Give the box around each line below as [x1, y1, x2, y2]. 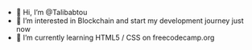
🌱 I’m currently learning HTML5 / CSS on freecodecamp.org [15, 33, 215, 42]
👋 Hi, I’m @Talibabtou [15, 8, 88, 17]
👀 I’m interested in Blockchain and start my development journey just [15, 16, 244, 25]
